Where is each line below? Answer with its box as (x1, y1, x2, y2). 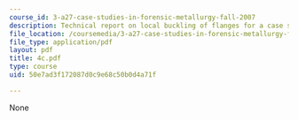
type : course (9, 63, 58, 71)
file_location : (9, 29, 66, 38)
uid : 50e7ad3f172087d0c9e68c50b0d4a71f (9, 71, 157, 79)
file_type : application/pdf (9, 37, 114, 47)
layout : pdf (9, 46, 53, 55)
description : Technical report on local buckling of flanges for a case (9, 21, 284, 30)
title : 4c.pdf (9, 54, 62, 63)
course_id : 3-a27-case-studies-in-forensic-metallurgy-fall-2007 (9, 12, 255, 22)
